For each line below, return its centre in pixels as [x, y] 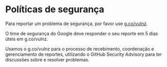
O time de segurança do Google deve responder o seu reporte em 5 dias [82, 33]
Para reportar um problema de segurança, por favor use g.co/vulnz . [77, 24]
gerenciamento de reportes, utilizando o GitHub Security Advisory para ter [84, 54]
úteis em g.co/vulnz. [27, 39]
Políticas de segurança [55, 9]
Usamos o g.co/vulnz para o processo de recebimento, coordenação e [80, 49]
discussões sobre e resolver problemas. [47, 59]
